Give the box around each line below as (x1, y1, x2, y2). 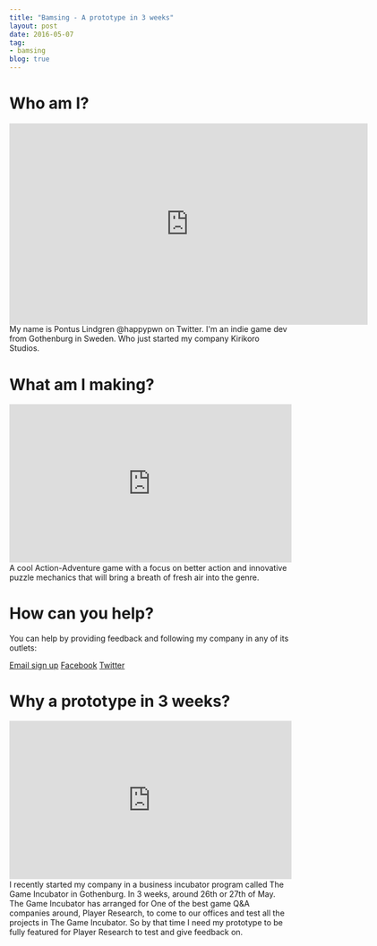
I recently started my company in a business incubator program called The (9, 879, 285, 890)
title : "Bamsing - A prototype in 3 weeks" (9, 13, 175, 22)
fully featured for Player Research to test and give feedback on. (9, 926, 244, 937)
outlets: (9, 642, 38, 653)
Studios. (9, 343, 40, 354)
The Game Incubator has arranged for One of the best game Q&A (9, 898, 251, 908)
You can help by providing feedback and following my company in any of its (9, 633, 289, 643)
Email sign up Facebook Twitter (9, 660, 125, 670)
